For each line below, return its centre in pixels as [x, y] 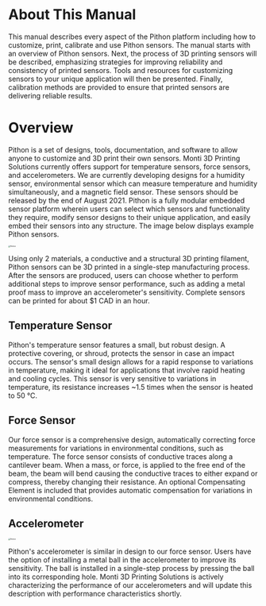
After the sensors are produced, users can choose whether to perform [123, 275]
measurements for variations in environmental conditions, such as [116, 448]
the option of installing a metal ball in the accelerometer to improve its [122, 560]
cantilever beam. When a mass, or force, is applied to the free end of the [127, 465]
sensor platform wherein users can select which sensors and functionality [129, 209]
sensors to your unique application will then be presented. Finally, [116, 79]
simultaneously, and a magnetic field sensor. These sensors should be [123, 191]
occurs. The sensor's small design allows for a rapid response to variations [131, 361]
